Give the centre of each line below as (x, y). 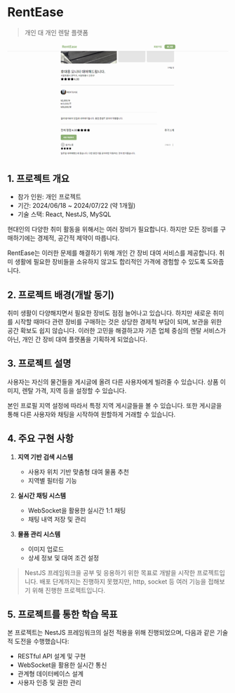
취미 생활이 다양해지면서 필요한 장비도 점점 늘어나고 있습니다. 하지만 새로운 (109, 312)
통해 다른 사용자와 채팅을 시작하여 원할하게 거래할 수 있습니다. (92, 414)
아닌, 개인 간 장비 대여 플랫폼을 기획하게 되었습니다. (77, 339)
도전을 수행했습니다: (42, 641)
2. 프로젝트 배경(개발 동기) (61, 295)
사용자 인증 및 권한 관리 (49, 682)
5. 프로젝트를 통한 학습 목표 (62, 614)
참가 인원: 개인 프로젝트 (49, 197)
